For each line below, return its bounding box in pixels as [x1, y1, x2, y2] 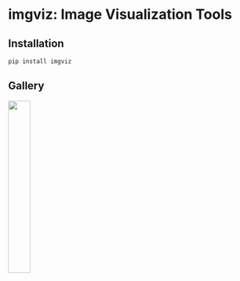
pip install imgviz [8, 57, 72, 65]
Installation [8, 37, 64, 50]
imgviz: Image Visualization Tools [8, 5, 233, 24]
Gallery [8, 79, 45, 93]
